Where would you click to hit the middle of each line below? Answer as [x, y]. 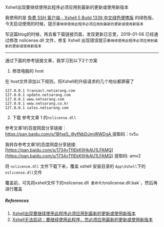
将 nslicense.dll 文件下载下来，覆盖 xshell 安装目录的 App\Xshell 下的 [75, 166]
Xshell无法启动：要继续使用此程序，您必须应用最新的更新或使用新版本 [82, 219]
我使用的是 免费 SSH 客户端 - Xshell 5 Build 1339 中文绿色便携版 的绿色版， [81, 18]
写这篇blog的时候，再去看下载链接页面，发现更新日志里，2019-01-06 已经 [80, 34]
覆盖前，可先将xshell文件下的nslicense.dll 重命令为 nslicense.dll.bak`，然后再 [81, 183]
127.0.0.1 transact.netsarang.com [40, 91]
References [17, 201]
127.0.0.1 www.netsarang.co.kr [37, 103]
